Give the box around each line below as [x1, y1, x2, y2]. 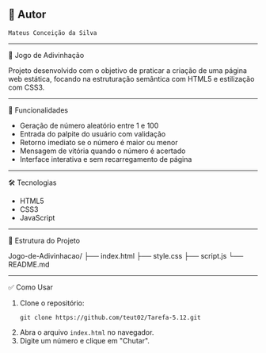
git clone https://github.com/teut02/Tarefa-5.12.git [19, 313, 201, 321]
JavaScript [19, 213, 55, 222]
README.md [8, 259, 50, 269]
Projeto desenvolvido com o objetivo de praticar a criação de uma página [8, 65, 248, 75]
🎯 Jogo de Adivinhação [8, 50, 85, 59]
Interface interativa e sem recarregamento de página [19, 154, 192, 163]
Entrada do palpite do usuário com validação [19, 129, 166, 139]
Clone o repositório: [19, 298, 85, 308]
